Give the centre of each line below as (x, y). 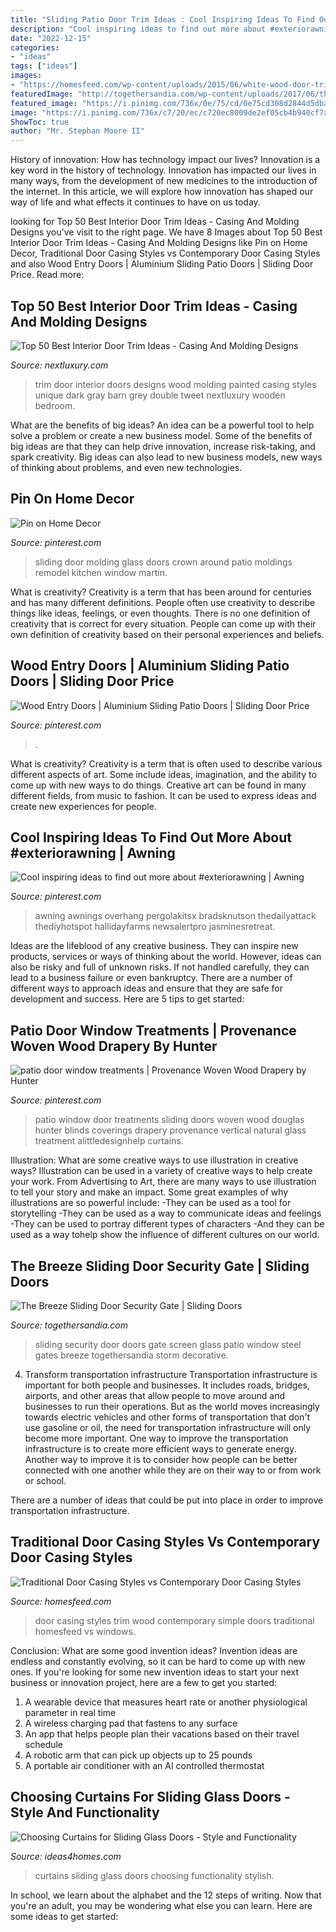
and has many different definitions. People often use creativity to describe (163, 602)
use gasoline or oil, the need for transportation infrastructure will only (168, 1427)
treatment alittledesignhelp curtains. (109, 1141)
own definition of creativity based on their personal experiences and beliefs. (167, 634)
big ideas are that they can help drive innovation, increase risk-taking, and (163, 446)
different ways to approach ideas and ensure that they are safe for (146, 988)
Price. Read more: (47, 275)
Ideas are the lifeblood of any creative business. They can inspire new (154, 946)
